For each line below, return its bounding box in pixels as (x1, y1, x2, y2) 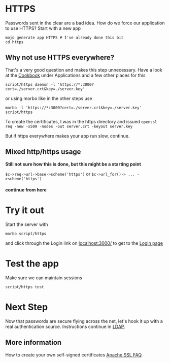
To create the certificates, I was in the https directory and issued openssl (5, 118, 157, 124)
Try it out (5, 205, 44, 216)
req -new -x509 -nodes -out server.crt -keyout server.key (5, 124, 133, 129)
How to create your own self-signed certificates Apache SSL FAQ (5, 351, 142, 358)
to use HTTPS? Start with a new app (5, 25, 81, 31)
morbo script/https (5, 232, 47, 237)
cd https (5, 39, 24, 45)
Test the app (5, 258, 59, 270)
